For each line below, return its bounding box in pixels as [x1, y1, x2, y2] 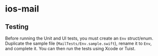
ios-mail [5, 3, 39, 14]
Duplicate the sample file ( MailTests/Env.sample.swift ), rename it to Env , [5, 41, 152, 46]
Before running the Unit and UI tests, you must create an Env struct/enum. [5, 35, 154, 41]
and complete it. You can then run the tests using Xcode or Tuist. [5, 46, 136, 51]
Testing [5, 23, 29, 31]
